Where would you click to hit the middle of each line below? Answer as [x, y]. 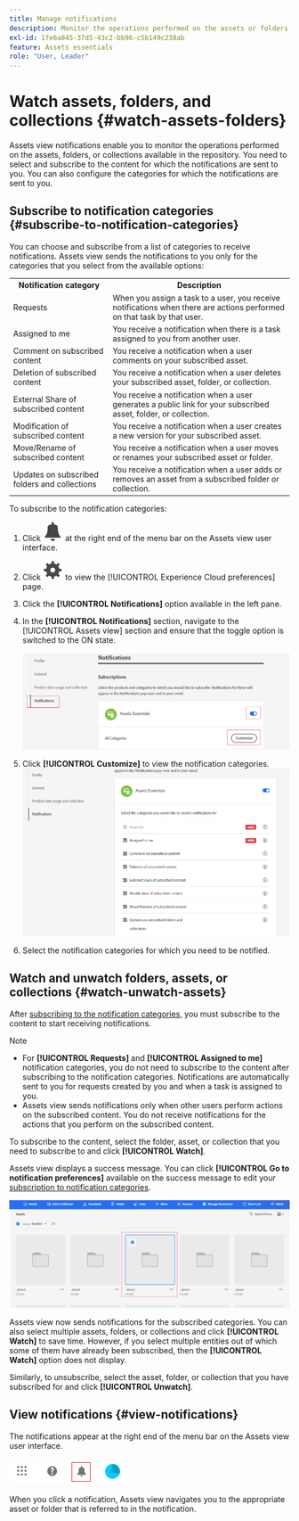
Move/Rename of [44, 448]
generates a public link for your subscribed [191, 404]
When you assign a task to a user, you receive [196, 298]
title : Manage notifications [63, 19]
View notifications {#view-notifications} [124, 1414]
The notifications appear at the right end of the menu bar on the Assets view [149, 1436]
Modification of [41, 426]
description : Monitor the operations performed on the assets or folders [149, 28]
